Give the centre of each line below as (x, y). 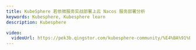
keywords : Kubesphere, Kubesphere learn (56, 17)
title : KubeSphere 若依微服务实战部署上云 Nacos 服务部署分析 (76, 11)
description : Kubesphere (36, 22)
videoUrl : (23, 38)
